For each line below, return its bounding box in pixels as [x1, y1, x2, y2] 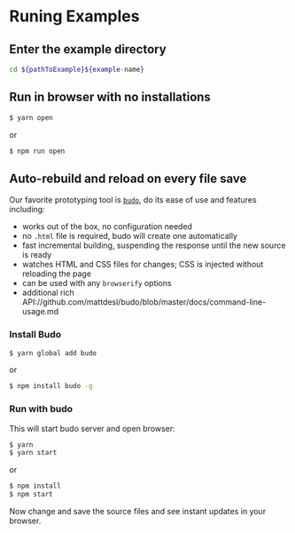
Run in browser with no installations [9, 90, 211, 105]
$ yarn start [9, 449, 58, 457]
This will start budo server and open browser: [9, 423, 175, 434]
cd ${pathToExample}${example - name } [9, 65, 144, 74]
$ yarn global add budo [9, 348, 97, 357]
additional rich [21, 287, 75, 298]
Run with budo [9, 402, 74, 415]
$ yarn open [9, 113, 53, 122]
